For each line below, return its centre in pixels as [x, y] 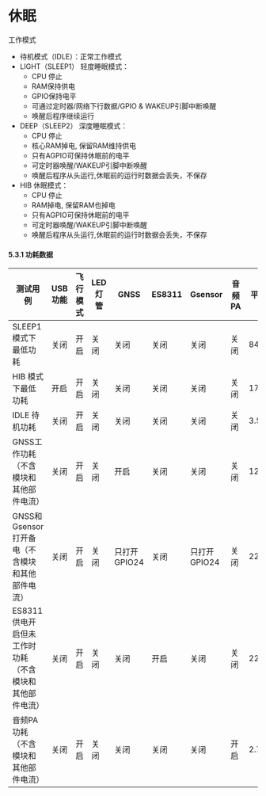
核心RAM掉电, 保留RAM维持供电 [84, 145]
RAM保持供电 [53, 86]
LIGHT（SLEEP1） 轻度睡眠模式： [74, 66]
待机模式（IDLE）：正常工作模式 [70, 56]
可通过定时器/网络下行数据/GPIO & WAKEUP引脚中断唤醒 [124, 106]
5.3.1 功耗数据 [31, 254]
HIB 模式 [28, 377]
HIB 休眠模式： [44, 185]
